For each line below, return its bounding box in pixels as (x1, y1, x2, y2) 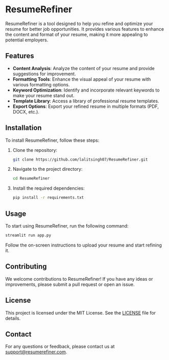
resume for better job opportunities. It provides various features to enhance (5, 26, 164, 32)
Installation (5, 124, 42, 132)
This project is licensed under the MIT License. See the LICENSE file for (5, 309, 156, 316)
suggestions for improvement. (12, 71, 76, 77)
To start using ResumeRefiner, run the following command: (5, 223, 129, 229)
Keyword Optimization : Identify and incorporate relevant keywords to (12, 87, 160, 93)
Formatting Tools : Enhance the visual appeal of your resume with (12, 76, 151, 82)
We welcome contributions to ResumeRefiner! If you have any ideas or (5, 276, 153, 282)
